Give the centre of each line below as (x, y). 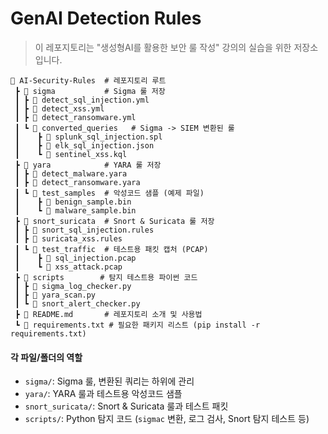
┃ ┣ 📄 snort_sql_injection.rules (84, 230)
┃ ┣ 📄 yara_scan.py (55, 295)
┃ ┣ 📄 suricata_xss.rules (68, 238)
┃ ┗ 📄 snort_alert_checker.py (77, 303)
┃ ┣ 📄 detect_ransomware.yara (77, 182)
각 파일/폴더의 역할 (46, 357)
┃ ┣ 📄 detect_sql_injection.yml (82, 100)
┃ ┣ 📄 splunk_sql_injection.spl (88, 137)
